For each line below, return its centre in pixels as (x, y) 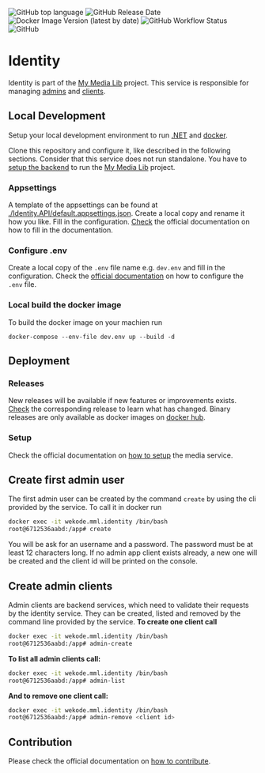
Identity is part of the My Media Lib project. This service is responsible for (129, 82)
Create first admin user (66, 480)
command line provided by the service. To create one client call (113, 622)
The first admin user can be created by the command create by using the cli (132, 499)
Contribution (40, 742)
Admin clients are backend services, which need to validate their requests (129, 605)
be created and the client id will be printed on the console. (103, 561)
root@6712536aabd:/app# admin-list (67, 681)
